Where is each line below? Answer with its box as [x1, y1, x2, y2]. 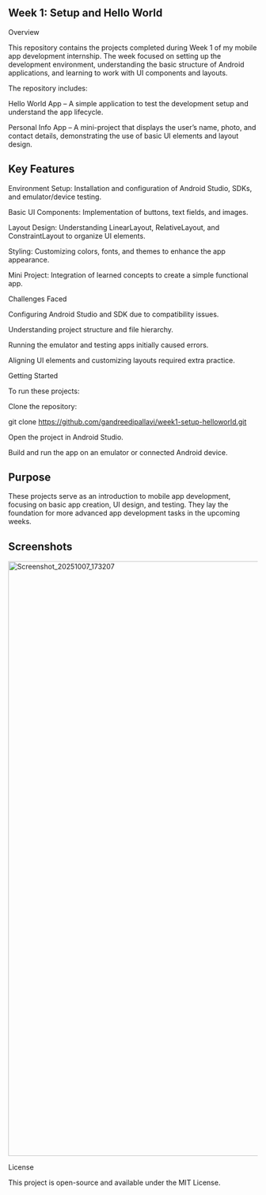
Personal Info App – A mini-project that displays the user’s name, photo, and [8, 122, 256, 132]
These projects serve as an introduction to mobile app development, [8, 492, 231, 501]
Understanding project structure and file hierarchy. [8, 324, 174, 334]
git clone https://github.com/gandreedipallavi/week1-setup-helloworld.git [8, 416, 247, 427]
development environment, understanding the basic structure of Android [8, 59, 245, 69]
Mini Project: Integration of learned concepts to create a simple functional [8, 270, 249, 280]
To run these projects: [8, 386, 80, 396]
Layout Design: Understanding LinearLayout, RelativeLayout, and [8, 222, 220, 232]
